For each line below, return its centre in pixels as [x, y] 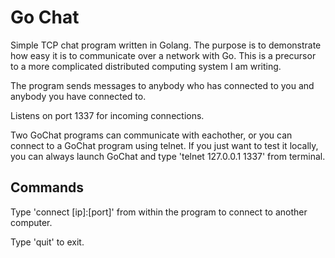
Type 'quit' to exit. [47, 242]
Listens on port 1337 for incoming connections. [107, 115]
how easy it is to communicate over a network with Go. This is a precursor [163, 55]
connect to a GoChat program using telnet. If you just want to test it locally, [164, 145]
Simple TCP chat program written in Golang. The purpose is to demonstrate [166, 45]
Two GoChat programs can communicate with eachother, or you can [151, 135]
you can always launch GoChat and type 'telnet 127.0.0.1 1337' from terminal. [168, 156]
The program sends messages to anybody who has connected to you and [162, 85]
